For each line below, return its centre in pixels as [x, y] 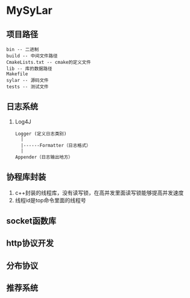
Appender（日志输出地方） [44, 157]
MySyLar [29, 11]
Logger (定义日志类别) [41, 134]
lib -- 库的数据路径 [29, 69]
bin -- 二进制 [23, 49]
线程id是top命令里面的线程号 [50, 200]
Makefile [17, 74]
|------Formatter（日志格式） [56, 145]
